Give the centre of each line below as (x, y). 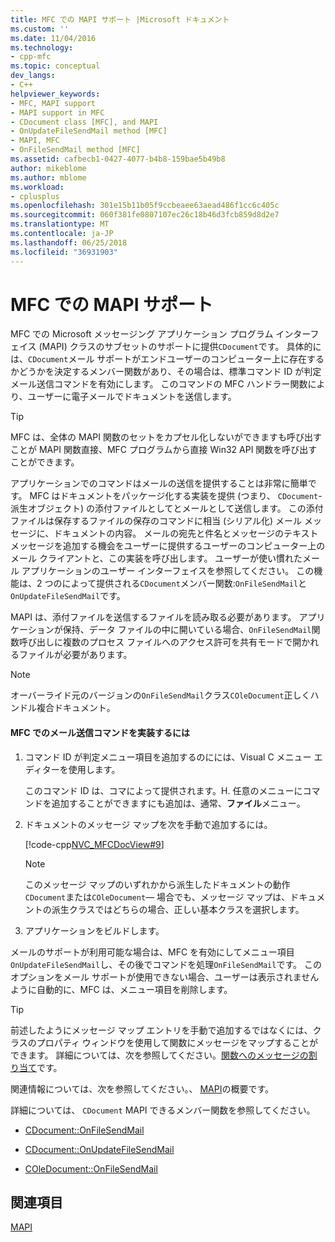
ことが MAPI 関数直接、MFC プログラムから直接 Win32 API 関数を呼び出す (164, 450)
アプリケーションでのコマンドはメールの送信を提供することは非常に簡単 (159, 483)
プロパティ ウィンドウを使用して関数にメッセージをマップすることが (177, 1042)
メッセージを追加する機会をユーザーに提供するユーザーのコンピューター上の (168, 546)
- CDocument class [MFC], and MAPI (84, 122)
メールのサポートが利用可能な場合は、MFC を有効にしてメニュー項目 (152, 952)
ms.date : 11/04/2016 (53, 38)
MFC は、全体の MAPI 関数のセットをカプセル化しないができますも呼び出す (166, 437)
